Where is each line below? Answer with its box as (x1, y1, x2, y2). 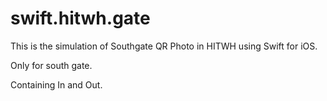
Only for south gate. (10, 59, 93, 71)
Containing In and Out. (10, 78, 103, 91)
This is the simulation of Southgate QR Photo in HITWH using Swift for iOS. (10, 40, 318, 52)
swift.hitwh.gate (10, 7, 151, 30)
